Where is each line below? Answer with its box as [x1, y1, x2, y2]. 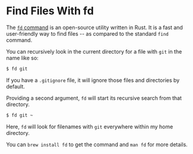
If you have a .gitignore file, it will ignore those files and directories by [6, 76, 180, 84]
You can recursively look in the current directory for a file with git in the [6, 48, 182, 55]
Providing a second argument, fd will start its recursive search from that [6, 94, 182, 102]
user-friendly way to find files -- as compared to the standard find [6, 30, 169, 37]
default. [6, 83, 26, 90]
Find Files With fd [6, 4, 94, 18]
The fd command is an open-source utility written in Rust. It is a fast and [6, 24, 183, 31]
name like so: [6, 54, 39, 61]
